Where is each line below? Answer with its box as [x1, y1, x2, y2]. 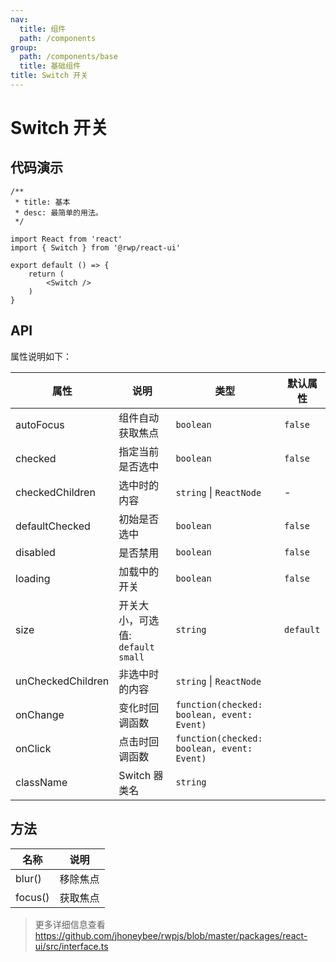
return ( [28, 269, 65, 279]
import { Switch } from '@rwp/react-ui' [10, 242, 182, 253]
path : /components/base [19, 52, 118, 62]
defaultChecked [15, 519, 91, 533]
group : [10, 42, 38, 53]
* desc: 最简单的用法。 [14, 207, 103, 218]
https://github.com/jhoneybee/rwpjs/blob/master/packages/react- [34, 929, 308, 941]
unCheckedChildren [15, 674, 110, 688]
